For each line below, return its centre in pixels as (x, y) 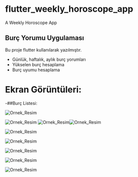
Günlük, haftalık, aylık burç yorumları (49, 59)
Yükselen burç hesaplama (38, 64)
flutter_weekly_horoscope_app (69, 9)
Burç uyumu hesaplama (36, 70)
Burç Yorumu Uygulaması (45, 38)
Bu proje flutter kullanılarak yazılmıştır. (44, 50)
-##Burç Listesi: (21, 103)
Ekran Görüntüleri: (43, 89)
